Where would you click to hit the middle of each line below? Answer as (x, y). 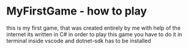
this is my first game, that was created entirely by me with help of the (93, 28)
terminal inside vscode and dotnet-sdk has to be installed (79, 41)
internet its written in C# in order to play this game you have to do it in (94, 34)
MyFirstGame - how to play (77, 11)
